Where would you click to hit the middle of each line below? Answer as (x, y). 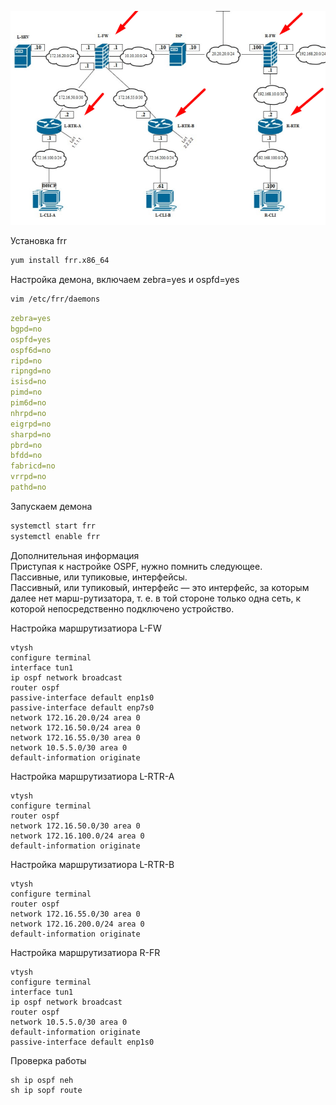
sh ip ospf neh (42, 1080)
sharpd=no (31, 434)
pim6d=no (28, 403)
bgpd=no (26, 329)
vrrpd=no (28, 477)
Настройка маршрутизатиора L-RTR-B (92, 864)
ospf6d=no (31, 350)
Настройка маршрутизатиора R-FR (85, 952)
